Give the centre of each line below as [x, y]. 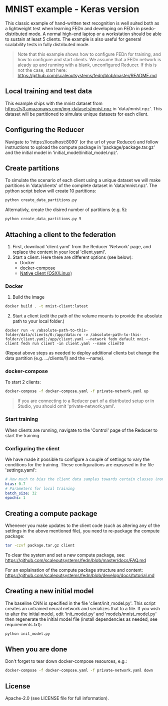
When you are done [36, 650]
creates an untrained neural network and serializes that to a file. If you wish [83, 608]
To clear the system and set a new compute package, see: [65, 555]
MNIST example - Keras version [72, 9]
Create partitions [32, 168]
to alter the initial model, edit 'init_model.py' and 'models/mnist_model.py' [81, 614]
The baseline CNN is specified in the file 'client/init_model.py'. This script [80, 603]
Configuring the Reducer [44, 130]
